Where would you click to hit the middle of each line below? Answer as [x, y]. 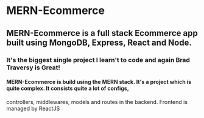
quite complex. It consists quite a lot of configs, [68, 88]
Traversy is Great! [33, 68]
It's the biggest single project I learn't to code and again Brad [98, 60]
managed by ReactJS [33, 108]
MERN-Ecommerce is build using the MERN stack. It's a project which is [99, 82]
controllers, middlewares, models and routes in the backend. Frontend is [97, 102]
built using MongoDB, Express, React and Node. [99, 42]
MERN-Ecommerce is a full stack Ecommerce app [102, 33]
